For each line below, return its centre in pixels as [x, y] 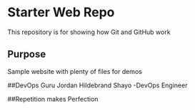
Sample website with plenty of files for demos [75, 71]
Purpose [27, 54]
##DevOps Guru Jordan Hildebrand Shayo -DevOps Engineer [97, 85]
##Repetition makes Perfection [53, 99]
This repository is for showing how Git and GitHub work [89, 32]
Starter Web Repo [61, 12]
